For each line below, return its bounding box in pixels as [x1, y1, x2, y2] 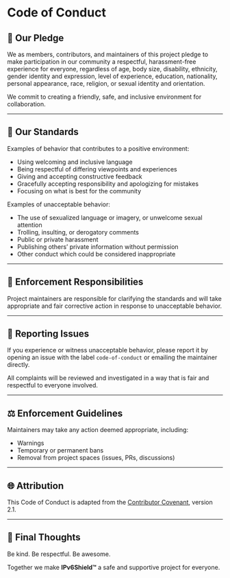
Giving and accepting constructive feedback [16, 172, 142, 180]
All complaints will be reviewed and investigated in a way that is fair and [7, 374, 209, 382]
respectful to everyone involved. [7, 381, 98, 389]
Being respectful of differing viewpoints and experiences [16, 165, 177, 173]
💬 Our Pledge [7, 32, 64, 44]
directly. [7, 361, 30, 369]
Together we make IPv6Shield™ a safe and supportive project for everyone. [7, 563, 220, 571]
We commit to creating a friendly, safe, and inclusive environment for [7, 93, 202, 101]
